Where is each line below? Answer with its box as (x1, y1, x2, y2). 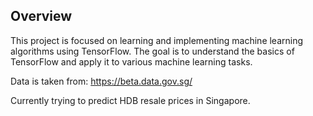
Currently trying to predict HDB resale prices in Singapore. (10, 94, 251, 106)
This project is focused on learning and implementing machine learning (10, 34, 304, 46)
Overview (10, 8, 73, 25)
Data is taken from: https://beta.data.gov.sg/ (10, 75, 193, 87)
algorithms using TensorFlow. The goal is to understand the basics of (10, 45, 295, 57)
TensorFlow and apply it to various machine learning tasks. (10, 55, 253, 68)
